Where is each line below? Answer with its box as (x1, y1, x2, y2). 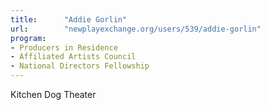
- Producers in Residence (10, 42, 118, 53)
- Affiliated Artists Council (10, 52, 137, 62)
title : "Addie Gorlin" (10, 14, 128, 25)
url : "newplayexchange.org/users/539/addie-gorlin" (10, 24, 262, 34)
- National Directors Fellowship (10, 61, 150, 71)
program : (10, 33, 47, 43)
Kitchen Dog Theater (10, 89, 97, 100)
